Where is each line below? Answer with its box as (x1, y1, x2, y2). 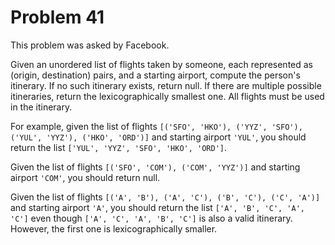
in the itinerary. (10, 101, 73, 113)
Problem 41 (10, 6, 105, 29)
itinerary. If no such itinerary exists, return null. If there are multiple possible (10, 79, 322, 91)
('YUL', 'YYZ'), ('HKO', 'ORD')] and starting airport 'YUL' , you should (10, 131, 307, 143)
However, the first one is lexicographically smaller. (10, 222, 218, 235)
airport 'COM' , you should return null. (10, 171, 161, 183)
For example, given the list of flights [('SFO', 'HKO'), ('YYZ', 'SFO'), (10, 120, 303, 132)
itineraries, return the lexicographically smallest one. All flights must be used (10, 90, 325, 102)
